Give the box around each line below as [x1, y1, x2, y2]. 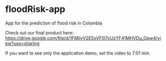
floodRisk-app [5, 3, 65, 15]
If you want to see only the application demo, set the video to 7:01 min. [5, 50, 151, 56]
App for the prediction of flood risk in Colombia [5, 20, 102, 26]
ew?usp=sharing [5, 40, 40, 46]
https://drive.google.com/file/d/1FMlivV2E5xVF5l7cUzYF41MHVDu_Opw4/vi [5, 35, 161, 41]
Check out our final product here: [5, 29, 74, 35]
